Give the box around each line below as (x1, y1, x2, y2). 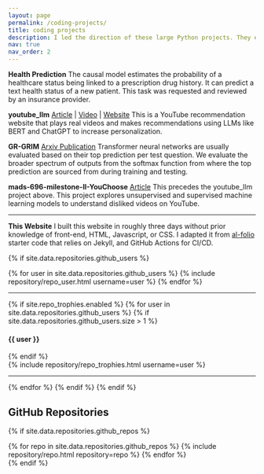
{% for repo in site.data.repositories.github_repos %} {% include (8, 442, 217, 451)
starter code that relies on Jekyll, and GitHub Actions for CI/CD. (8, 238, 214, 248)
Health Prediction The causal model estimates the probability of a (8, 70, 222, 79)
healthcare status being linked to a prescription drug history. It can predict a (8, 78, 254, 87)
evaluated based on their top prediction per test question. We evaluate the (8, 150, 248, 160)
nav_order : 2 (8, 48, 51, 56)
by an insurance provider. (8, 95, 91, 104)
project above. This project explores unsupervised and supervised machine (8, 190, 253, 200)
